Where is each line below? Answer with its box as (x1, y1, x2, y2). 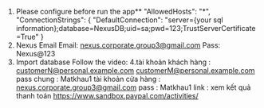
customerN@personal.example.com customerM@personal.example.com (15, 66, 255, 75)
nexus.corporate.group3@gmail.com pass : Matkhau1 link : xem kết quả (15, 83, 251, 92)
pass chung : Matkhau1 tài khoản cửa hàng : (15, 75, 161, 83)
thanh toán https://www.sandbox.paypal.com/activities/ (15, 91, 199, 100)
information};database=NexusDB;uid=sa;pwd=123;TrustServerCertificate (15, 24, 257, 33)
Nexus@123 (15, 49, 56, 58)
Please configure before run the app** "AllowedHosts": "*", (15, 7, 211, 16)
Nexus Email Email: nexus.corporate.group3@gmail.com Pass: (15, 40, 221, 50)
